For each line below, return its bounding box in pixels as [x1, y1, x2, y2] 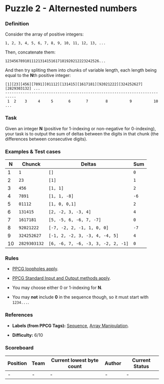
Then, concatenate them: [5, 49, 56, 55]
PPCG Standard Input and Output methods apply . [12, 275, 111, 281]
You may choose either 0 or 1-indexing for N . [12, 285, 102, 290]
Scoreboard [5, 344, 34, 351]
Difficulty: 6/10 [12, 332, 43, 338]
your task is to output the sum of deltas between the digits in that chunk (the [5, 131, 159, 136]
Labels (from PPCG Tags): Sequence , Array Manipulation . [12, 323, 129, 328]
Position [7, 360, 27, 366]
